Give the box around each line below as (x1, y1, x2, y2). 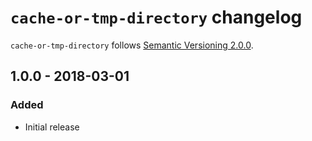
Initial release (24, 121, 80, 133)
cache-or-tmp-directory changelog (10, 6, 303, 29)
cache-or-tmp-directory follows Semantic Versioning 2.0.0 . (10, 39, 254, 51)
